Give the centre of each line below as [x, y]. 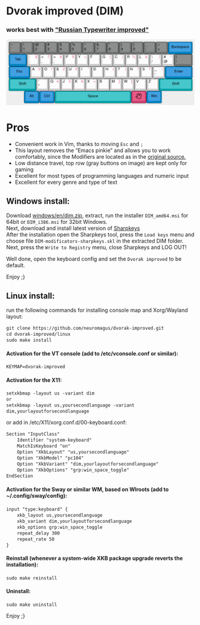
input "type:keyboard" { [37, 509]
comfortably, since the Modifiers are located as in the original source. [100, 157]
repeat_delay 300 [39, 533]
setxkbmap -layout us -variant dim [50, 393]
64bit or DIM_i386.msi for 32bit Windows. [57, 222]
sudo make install [29, 340]
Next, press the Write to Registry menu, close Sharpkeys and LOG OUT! [96, 247]
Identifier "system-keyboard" [55, 440]
